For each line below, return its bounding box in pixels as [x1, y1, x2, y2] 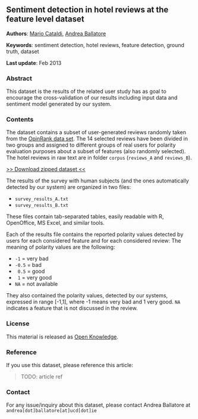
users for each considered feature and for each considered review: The [6, 237, 181, 244]
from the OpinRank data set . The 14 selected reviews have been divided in [6, 135, 188, 142]
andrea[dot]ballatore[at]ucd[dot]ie [6, 408, 97, 414]
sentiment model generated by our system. [6, 101, 112, 108]
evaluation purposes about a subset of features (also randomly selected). [6, 148, 186, 155]
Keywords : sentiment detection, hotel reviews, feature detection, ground [6, 41, 184, 48]
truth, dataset [6, 48, 40, 55]
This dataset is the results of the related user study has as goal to [6, 88, 166, 95]
